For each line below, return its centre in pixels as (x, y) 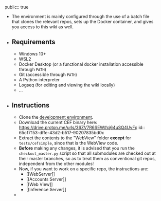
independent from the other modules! (56, 164)
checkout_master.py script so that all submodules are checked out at (87, 153)
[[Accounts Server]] (46, 179)
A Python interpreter (39, 79)
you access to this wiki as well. (43, 27)
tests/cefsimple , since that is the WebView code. (69, 143)
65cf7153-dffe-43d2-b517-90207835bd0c (62, 132)
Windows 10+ (33, 54)
